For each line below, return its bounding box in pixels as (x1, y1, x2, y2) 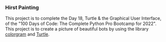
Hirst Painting (5, 4, 39, 11)
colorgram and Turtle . (5, 31, 50, 37)
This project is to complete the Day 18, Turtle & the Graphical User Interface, (5, 15, 162, 21)
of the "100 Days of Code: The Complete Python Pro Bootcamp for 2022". (5, 20, 157, 26)
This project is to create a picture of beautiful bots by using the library (5, 26, 149, 32)
